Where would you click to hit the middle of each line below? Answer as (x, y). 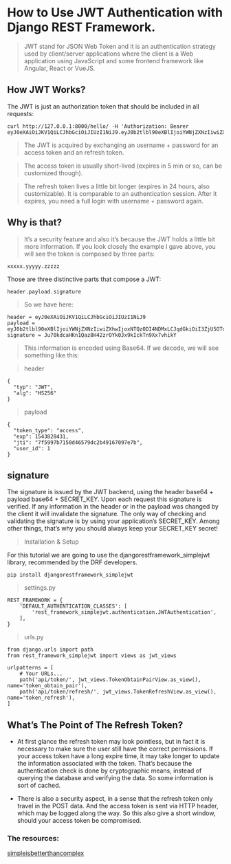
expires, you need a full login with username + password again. (114, 201)
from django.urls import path (51, 650)
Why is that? (34, 222)
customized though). (53, 173)
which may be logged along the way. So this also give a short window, (116, 813)
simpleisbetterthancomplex (46, 853)
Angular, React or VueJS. (59, 68)
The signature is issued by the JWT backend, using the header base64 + (110, 492)
